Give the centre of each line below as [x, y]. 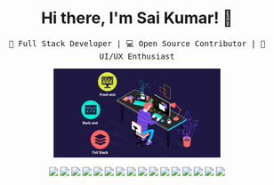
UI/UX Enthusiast [137, 56]
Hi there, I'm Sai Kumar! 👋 [137, 18]
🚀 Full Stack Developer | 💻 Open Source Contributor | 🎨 [137, 43]
